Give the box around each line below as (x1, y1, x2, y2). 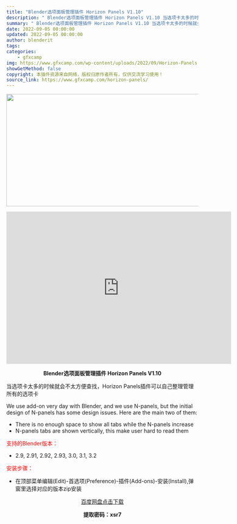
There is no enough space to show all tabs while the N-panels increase (15, 421, 194, 428)
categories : (6, 49, 37, 55)
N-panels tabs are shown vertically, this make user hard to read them (15, 427, 189, 434)
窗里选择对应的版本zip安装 (15, 485, 82, 492)
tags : (6, 43, 20, 49)
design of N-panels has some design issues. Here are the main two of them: (6, 409, 197, 416)
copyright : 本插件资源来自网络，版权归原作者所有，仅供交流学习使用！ (6, 71, 163, 77)
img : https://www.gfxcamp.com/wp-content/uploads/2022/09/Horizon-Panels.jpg (6, 60, 208, 66)
